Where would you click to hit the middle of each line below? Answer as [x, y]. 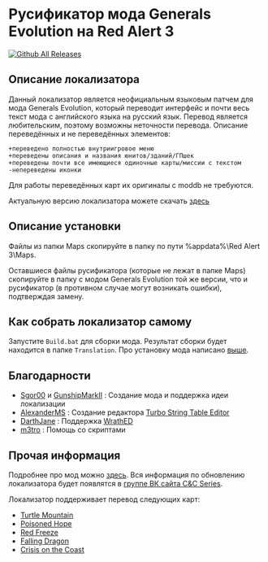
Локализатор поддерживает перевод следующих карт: [104, 499]
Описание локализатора [74, 79]
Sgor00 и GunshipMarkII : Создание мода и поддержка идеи [124, 395]
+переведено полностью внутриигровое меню [81, 148]
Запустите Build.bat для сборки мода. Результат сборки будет [118, 342]
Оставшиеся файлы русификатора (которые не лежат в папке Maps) [127, 270]
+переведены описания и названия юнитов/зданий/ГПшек [102, 155]
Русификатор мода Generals [110, 14]
